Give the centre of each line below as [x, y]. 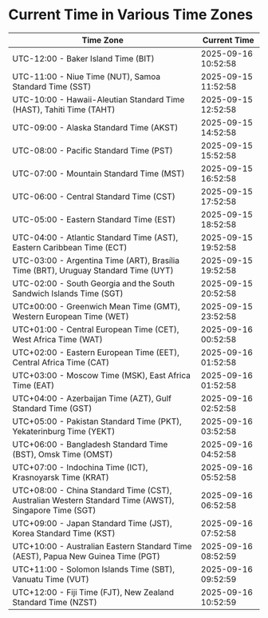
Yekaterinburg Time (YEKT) [64, 431]
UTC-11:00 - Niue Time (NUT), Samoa [87, 76]
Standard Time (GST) [52, 408]
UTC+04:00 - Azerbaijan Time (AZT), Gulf [92, 398]
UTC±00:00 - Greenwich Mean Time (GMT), [97, 306]
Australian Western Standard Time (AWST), [93, 500]
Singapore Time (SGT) [54, 510]
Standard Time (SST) [52, 86]
